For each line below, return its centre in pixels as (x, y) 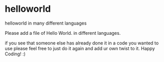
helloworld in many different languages (46, 23)
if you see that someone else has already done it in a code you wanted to (82, 43)
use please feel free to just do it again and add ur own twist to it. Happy (80, 48)
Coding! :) (15, 54)
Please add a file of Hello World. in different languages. (63, 33)
